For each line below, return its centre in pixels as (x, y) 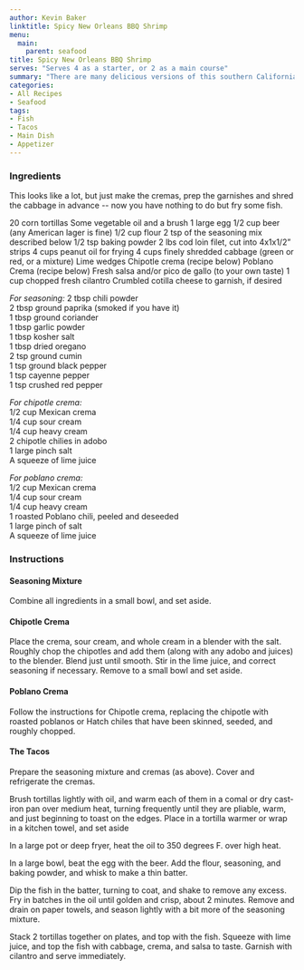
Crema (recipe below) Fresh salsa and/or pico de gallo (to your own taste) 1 (150, 271)
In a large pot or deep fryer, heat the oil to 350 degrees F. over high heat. (145, 845)
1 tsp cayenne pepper (50, 375)
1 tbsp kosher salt (42, 337)
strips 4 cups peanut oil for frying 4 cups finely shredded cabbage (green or (152, 252)
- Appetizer (32, 144)
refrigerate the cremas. (52, 781)
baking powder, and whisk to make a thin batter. (99, 872)
